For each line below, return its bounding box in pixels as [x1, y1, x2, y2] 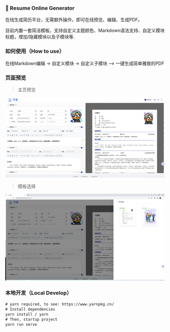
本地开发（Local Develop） [5, 289, 72, 296]
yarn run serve [5, 322, 37, 327]
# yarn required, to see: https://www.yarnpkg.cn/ [5, 302, 114, 307]
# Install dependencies [5, 307, 56, 312]
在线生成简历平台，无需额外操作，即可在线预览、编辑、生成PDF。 [5, 17, 143, 23]
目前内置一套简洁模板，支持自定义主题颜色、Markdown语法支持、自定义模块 [5, 27, 165, 33]
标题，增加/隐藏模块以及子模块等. [5, 34, 75, 40]
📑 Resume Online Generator [5, 5, 75, 12]
